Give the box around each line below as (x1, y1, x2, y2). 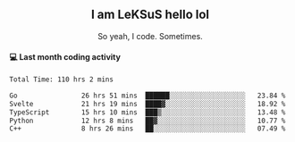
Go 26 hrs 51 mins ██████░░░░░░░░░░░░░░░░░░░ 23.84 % (9, 91, 286, 100)
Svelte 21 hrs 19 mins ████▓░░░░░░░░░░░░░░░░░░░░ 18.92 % (9, 99, 286, 108)
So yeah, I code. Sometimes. (97, 30, 203, 41)
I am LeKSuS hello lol (90, 7, 210, 22)
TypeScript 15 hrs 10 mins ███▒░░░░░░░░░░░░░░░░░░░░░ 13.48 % (9, 107, 286, 117)
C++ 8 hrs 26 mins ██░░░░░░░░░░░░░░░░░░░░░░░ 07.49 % (9, 124, 286, 133)
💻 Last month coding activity (9, 52, 121, 63)
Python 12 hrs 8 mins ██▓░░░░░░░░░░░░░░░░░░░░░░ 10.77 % (9, 116, 286, 125)
